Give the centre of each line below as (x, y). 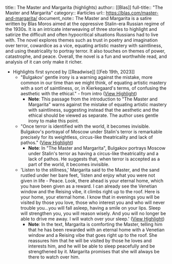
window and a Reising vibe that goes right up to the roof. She (93, 235)
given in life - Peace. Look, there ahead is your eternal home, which (92, 181)
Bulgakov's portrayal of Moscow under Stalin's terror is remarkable (91, 132)
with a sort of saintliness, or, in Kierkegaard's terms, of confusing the (93, 88)
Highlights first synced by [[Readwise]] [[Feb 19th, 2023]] (74, 72)
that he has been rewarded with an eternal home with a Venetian (96, 230)
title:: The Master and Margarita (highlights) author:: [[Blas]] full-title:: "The (84, 7)
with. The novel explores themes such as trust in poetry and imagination (82, 40)
